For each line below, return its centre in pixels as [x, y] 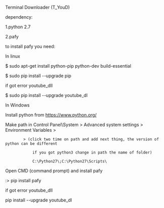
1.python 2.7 [18, 27]
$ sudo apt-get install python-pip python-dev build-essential [68, 66]
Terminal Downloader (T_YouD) [38, 7]
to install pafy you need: [30, 46]
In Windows [17, 105]
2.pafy [12, 37]
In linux [13, 56]
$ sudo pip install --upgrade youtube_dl [46, 95]
